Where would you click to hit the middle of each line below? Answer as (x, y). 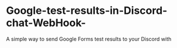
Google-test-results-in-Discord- (87, 11)
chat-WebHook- (46, 23)
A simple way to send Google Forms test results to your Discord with (89, 39)
